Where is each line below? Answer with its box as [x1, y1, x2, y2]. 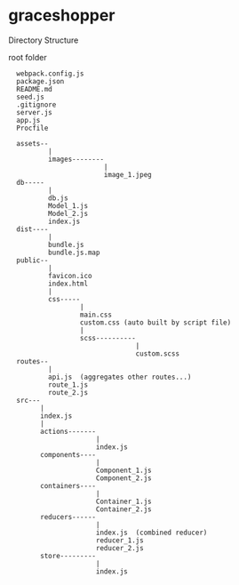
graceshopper [8, 5, 116, 26]
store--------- [40, 551, 97, 560]
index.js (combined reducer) [95, 528, 208, 537]
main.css [79, 310, 113, 319]
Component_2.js [95, 473, 152, 483]
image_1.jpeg [103, 170, 152, 179]
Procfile [16, 124, 49, 132]
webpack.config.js [16, 68, 85, 78]
